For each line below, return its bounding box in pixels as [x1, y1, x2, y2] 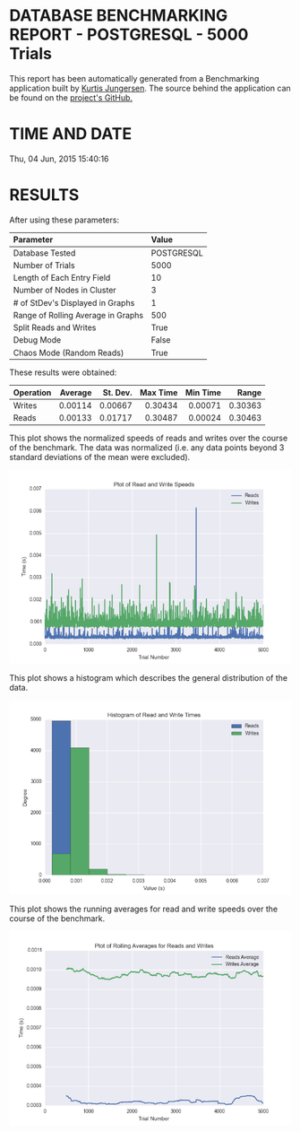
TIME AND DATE [9, 124, 133, 144]
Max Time [140, 387, 178, 397]
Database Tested [13, 248, 76, 258]
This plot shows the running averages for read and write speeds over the [9, 903, 279, 914]
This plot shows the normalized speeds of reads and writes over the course [9, 432, 288, 443]
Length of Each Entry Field [13, 273, 111, 283]
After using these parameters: [9, 214, 119, 225]
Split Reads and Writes [13, 322, 97, 333]
